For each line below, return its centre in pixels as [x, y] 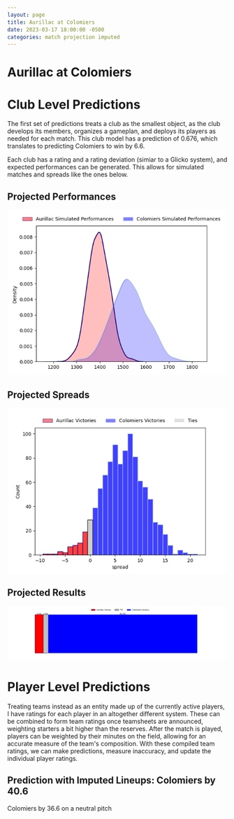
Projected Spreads [49, 394]
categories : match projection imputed [64, 37]
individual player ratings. [43, 758]
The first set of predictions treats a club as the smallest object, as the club [114, 124]
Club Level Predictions [74, 104]
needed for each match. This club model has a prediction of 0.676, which [112, 139]
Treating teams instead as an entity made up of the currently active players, [116, 706]
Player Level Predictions [79, 687]
